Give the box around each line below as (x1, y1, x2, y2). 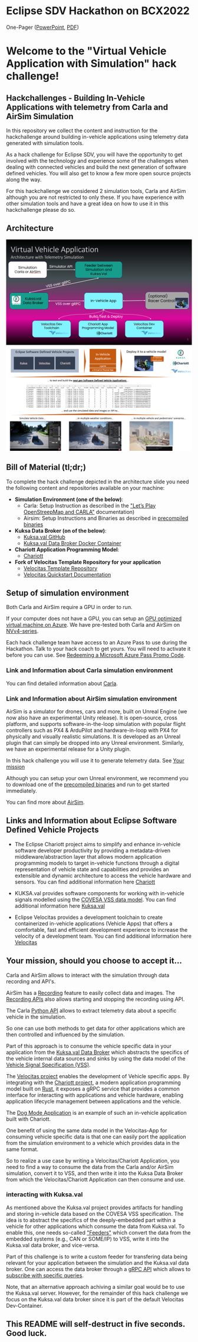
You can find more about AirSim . (6, 798, 85, 806)
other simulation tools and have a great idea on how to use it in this (6, 199, 169, 207)
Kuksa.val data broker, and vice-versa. (6, 1241, 100, 1249)
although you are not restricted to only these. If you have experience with (6, 194, 184, 201)
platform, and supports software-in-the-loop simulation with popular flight (6, 720, 186, 727)
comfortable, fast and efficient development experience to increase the (14, 926, 188, 933)
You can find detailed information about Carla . (6, 680, 118, 687)
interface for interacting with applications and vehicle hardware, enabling (6, 1091, 184, 1098)
